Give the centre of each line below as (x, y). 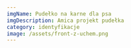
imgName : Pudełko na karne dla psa (59, 14)
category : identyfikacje (43, 27)
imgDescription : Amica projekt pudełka (65, 20)
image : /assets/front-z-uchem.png (58, 34)
